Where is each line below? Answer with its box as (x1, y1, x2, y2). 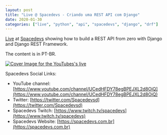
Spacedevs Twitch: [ (12, 107, 56, 114)
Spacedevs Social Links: (5, 71, 57, 77)
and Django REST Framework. (5, 41, 68, 47)
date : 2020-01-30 (5, 17, 42, 22)
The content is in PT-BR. (5, 51, 57, 57)
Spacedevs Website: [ (12, 118, 59, 125)
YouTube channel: (12, 80, 51, 87)
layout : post (5, 7, 33, 13)
